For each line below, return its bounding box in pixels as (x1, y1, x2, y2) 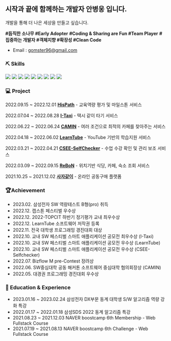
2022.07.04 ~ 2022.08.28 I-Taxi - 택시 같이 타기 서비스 (5, 112, 118, 119)
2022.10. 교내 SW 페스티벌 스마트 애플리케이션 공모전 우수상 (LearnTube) (12, 239, 161, 246)
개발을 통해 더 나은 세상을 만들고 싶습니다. (5, 19, 89, 26)
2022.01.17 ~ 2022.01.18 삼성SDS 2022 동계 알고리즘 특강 (12, 309, 131, 315)
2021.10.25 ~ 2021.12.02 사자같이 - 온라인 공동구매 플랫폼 (5, 173, 122, 179)
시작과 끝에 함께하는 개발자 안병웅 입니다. (5, 5, 127, 14)
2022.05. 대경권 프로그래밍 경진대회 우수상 (12, 271, 99, 277)
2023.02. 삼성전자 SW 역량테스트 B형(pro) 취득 (12, 201, 109, 207)
